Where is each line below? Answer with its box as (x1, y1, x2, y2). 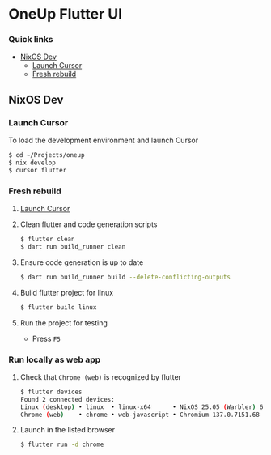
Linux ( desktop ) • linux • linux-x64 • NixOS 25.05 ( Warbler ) (19, 402, 256, 411)
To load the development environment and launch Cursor (8, 135, 199, 146)
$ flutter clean (19, 236, 75, 244)
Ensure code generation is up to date (19, 257, 144, 267)
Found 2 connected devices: (19, 395, 115, 403)
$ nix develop (8, 159, 57, 167)
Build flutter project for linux (19, 287, 114, 297)
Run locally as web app (8, 354, 101, 365)
